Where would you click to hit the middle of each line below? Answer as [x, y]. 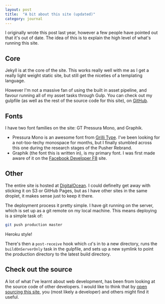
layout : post [18, 10]
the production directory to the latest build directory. [58, 254]
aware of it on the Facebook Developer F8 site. [59, 158]
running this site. [22, 43]
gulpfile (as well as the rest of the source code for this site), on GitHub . [77, 101]
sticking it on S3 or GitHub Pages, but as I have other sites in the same [76, 190]
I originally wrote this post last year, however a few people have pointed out [82, 33]
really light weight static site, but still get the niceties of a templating [74, 76]
